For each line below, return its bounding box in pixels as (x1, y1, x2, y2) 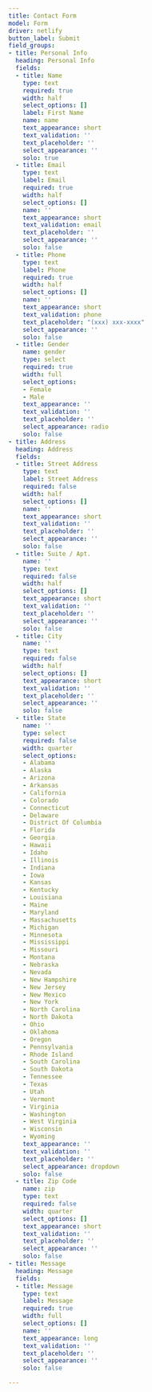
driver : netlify (8, 27, 62, 35)
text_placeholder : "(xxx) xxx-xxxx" (22, 318, 146, 326)
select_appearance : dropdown (22, 1162, 120, 1170)
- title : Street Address (15, 460, 98, 469)
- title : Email (15, 162, 66, 170)
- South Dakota (22, 1066, 74, 1074)
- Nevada (22, 968, 52, 976)
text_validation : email (22, 221, 102, 229)
